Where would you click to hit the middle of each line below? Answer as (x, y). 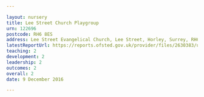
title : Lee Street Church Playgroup (53, 23)
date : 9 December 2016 (35, 79)
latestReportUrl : (28, 45)
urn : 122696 (21, 28)
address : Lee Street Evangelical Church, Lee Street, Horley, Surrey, (97, 40)
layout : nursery (27, 17)
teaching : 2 (21, 51)
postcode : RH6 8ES (29, 34)
